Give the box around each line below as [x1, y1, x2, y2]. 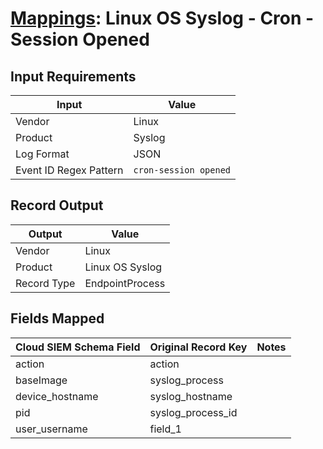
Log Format [15, 147, 70, 161]
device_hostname [15, 389, 99, 403]
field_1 [149, 422, 182, 436]
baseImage [15, 373, 68, 387]
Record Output [10, 197, 104, 214]
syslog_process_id [149, 405, 238, 419]
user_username [15, 422, 88, 436]
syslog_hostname [149, 389, 233, 403]
